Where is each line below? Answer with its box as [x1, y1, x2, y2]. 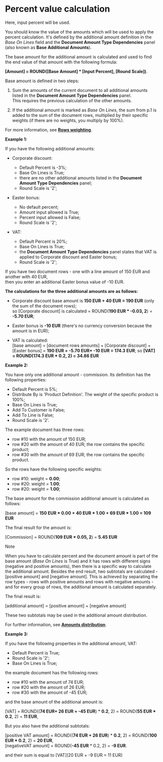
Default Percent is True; [12, 650, 60, 655]
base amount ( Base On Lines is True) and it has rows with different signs [5, 558, 151, 564]
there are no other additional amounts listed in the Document [19, 175, 142, 181]
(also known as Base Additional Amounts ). [5, 44, 92, 50]
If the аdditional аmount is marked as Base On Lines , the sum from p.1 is [12, 107, 157, 113]
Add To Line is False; [12, 412, 54, 418]
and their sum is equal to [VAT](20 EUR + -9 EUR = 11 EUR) [5, 752, 123, 758]
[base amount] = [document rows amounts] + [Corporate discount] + [12, 342, 151, 348]
